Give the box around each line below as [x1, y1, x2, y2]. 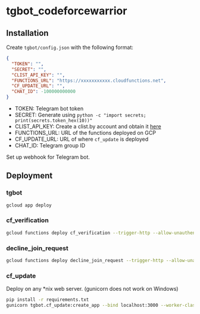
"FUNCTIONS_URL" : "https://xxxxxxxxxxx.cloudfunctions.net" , [11, 78, 167, 84]
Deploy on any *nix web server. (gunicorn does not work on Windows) [6, 285, 179, 293]
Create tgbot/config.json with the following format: [6, 44, 134, 51]
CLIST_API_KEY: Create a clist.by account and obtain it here [14, 123, 162, 130]
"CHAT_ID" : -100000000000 [11, 88, 76, 95]
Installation [6, 28, 49, 38]
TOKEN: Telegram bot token [14, 105, 84, 112]
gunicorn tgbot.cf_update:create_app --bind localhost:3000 [6, 303, 159, 309]
